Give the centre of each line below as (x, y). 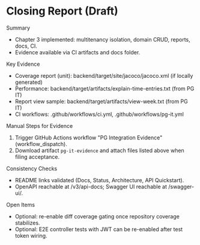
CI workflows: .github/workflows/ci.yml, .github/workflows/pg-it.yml (99, 114)
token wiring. (31, 235)
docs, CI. (26, 46)
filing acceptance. (37, 157)
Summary (18, 28)
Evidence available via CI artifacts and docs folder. (77, 52)
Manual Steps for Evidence (40, 126)
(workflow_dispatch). (41, 144)
